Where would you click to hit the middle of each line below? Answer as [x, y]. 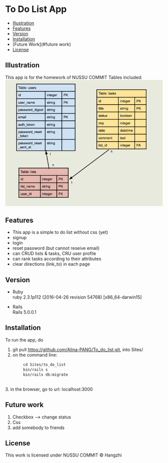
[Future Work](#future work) [42, 44]
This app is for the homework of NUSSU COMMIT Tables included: [74, 77]
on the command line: [35, 355]
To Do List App [36, 9]
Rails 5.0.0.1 [24, 312]
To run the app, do [24, 340]
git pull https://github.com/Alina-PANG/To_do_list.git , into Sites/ [78, 349]
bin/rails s [36, 370]
